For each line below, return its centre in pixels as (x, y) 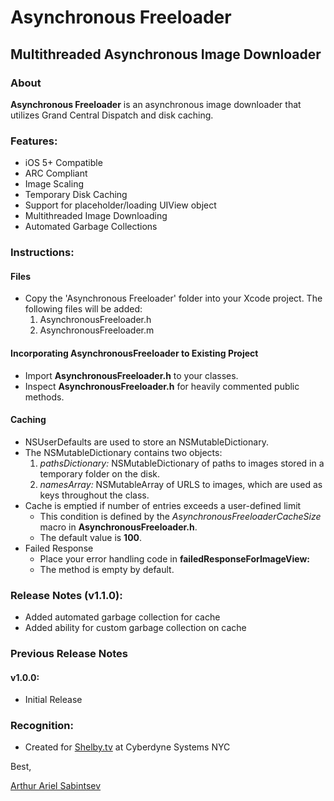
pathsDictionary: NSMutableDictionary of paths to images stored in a (182, 463)
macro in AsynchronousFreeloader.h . (118, 527)
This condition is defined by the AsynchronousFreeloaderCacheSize (180, 516)
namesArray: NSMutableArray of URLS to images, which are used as (181, 484)
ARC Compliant (56, 173)
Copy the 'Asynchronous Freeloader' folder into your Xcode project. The (173, 298)
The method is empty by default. (107, 569)
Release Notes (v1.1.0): (66, 595)
